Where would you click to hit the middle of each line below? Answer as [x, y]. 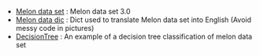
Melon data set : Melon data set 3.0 [73, 11]
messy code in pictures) [55, 28]
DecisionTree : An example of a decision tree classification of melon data [134, 36]
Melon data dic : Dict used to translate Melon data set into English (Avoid [134, 20]
